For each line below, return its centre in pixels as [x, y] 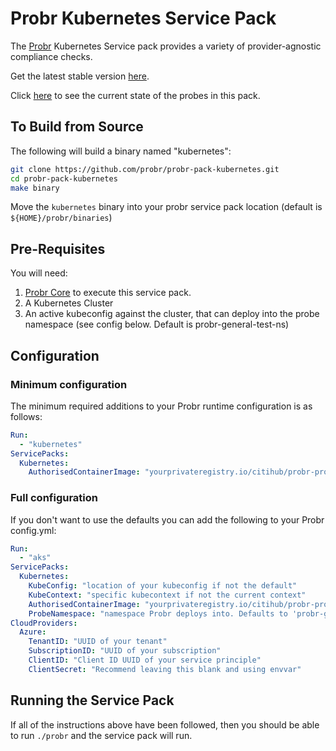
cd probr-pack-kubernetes [64, 178]
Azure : [33, 632]
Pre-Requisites [58, 248]
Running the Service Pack [92, 700]
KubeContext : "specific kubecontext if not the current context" [167, 595]
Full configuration [54, 498]
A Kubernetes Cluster [69, 303]
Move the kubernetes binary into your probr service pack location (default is [166, 207]
